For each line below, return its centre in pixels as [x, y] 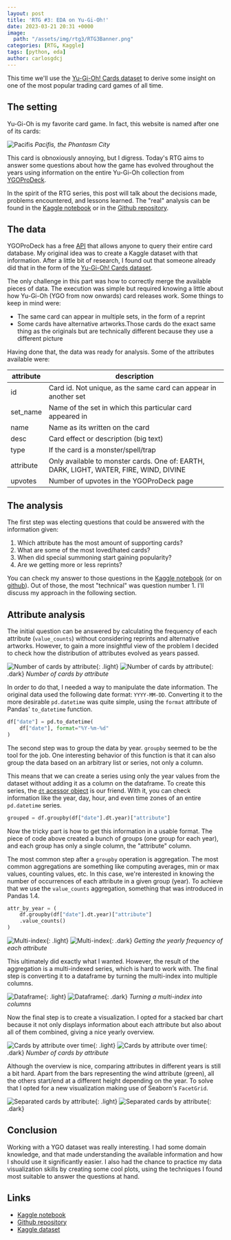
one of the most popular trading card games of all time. [85, 85]
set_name [26, 412]
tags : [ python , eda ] [37, 52]
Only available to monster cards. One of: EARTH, [126, 461]
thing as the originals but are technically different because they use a [115, 331]
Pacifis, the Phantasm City [72, 144]
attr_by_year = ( [32, 908]
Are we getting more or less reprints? [69, 565]
